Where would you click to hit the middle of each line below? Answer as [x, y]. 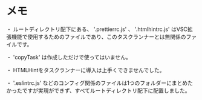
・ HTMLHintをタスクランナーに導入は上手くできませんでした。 [86, 70]
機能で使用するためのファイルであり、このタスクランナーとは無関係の [99, 36]
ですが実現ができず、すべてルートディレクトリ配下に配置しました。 [106, 90]
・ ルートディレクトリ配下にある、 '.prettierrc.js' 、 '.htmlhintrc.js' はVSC [97, 29]
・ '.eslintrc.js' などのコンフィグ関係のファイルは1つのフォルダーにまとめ [97, 83]
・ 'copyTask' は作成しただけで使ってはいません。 [69, 57]
